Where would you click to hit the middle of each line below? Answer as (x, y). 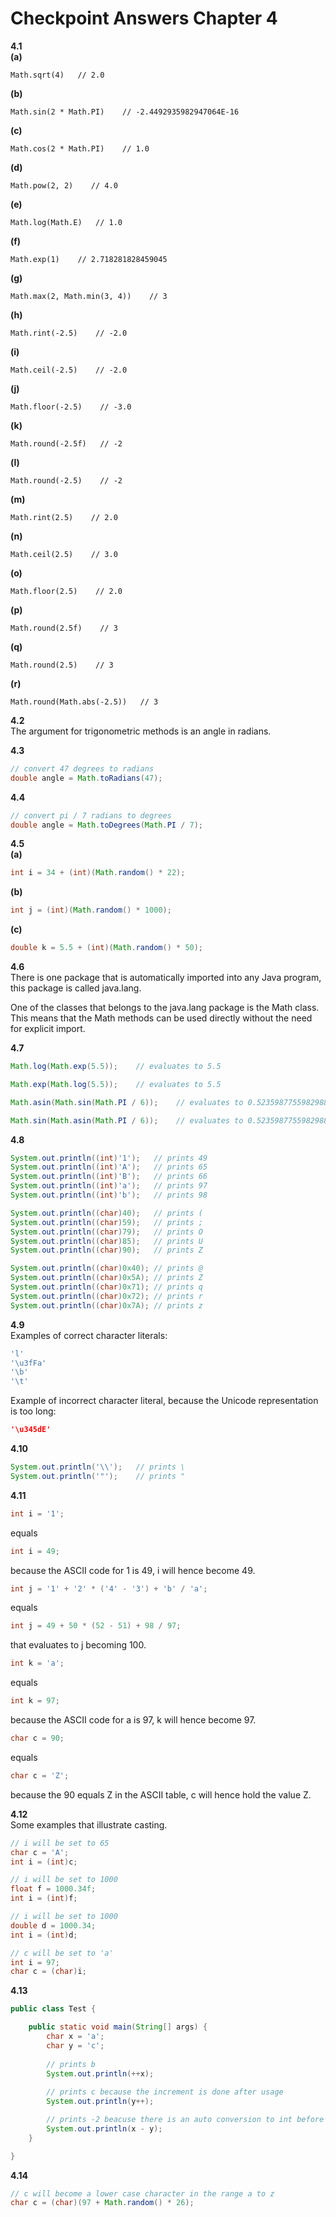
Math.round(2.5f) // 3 (64, 628)
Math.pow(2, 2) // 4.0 (64, 185)
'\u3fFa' (28, 1363)
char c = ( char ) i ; (48, 1972)
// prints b (71, 2064)
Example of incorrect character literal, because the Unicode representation (164, 1401)
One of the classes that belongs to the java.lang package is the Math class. (165, 1008)
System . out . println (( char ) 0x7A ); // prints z (106, 1305)
